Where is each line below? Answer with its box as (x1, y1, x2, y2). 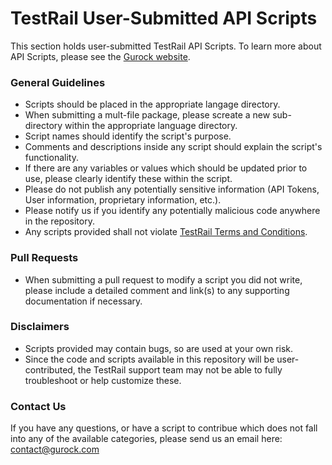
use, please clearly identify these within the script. (24, 173, 233, 185)
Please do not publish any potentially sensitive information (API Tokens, (24, 183, 320, 196)
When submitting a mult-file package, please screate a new (24, 109, 271, 121)
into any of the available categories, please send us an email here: (10, 433, 283, 445)
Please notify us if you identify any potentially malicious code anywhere (24, 205, 321, 217)
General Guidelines (10, 75, 106, 89)
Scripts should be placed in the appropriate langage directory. (24, 98, 281, 111)
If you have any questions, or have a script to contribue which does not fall (10, 422, 318, 434)
